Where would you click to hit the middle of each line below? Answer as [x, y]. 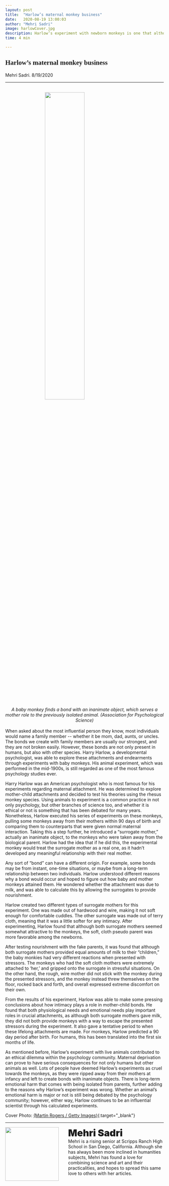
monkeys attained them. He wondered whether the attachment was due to [82, 884]
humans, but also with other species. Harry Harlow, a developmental [76, 752]
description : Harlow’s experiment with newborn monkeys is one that [78, 33]
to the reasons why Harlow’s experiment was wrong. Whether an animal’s [81, 1089]
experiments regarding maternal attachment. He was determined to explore [83, 789]
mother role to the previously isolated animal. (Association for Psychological [84, 715]
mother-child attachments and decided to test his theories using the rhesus [83, 794]
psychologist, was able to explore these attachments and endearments [79, 757]
